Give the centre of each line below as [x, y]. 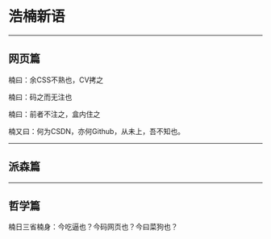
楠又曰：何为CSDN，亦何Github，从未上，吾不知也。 [97, 131]
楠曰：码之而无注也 [40, 97]
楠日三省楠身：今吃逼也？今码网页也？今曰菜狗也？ [93, 227]
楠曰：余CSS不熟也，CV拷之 [56, 80]
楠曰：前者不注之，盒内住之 [54, 114]
